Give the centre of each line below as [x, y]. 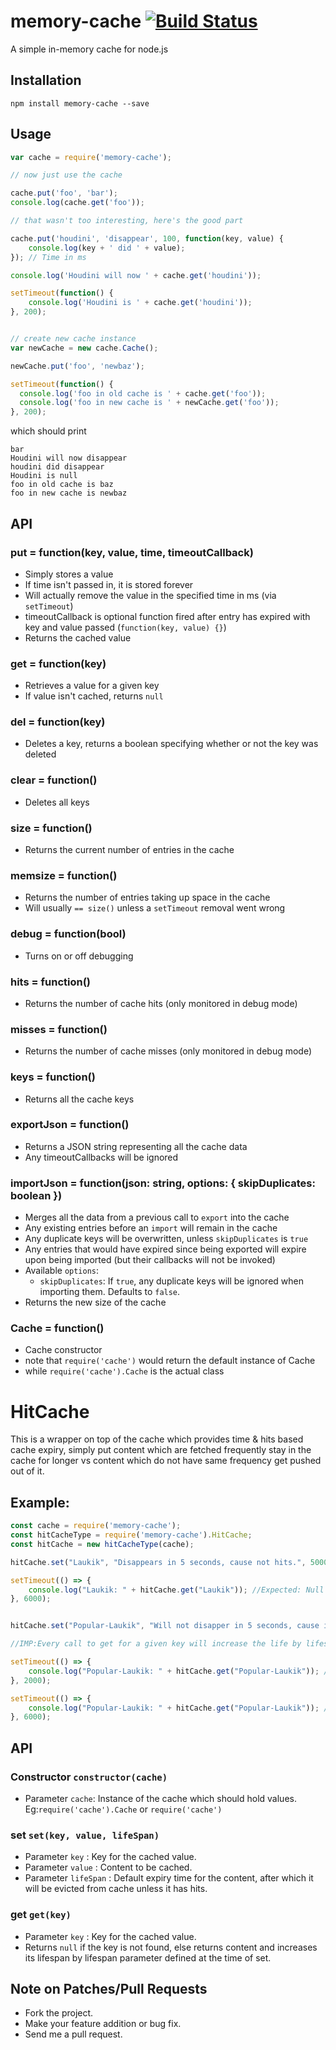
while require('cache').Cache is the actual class [124, 1371]
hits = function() [50, 982]
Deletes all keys [57, 802]
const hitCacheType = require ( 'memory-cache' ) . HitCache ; [131, 1535]
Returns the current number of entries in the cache [129, 850]
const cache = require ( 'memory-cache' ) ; [96, 1526]
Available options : [62, 1271]
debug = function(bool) [68, 934]
